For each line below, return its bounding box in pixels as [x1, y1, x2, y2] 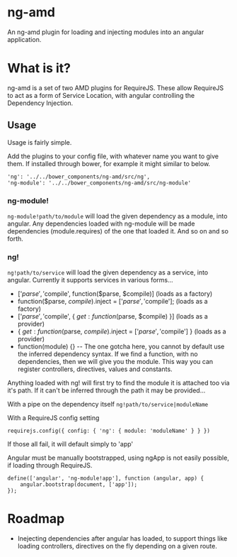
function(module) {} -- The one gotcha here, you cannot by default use [17, 342, 225, 351]
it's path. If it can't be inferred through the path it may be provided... [7, 386, 206, 395]
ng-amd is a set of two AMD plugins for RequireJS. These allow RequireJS [7, 83, 224, 92]
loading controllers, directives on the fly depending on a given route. [17, 542, 218, 551]
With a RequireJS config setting [7, 414, 100, 422]
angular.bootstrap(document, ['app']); [20, 481, 138, 488]
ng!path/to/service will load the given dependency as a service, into [7, 268, 209, 277]
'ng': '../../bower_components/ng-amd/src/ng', [7, 173, 151, 180]
